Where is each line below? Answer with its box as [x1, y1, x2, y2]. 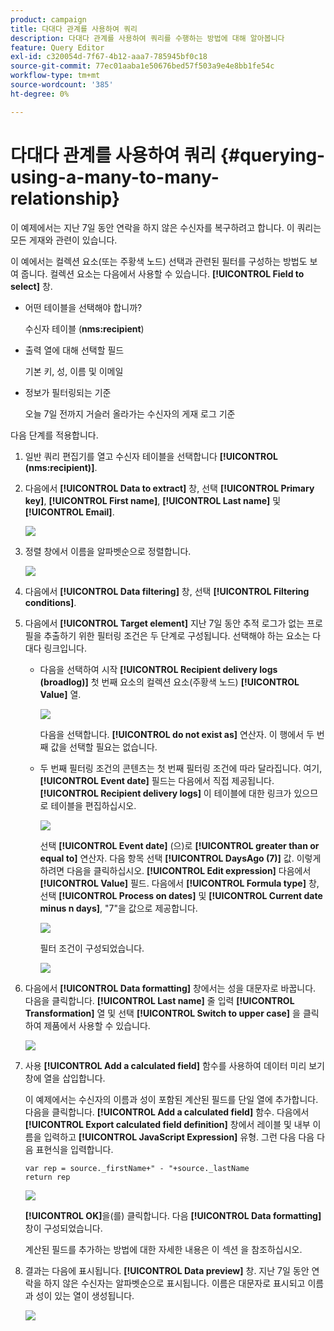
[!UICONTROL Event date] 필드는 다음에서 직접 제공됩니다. [39, 774, 275, 786]
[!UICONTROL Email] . [24, 506, 115, 518]
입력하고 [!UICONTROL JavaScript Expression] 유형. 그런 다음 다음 [43, 1131, 315, 1143]
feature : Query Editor [10, 42, 105, 53]
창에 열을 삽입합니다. [24, 1072, 106, 1084]
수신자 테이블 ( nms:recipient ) [24, 322, 145, 335]
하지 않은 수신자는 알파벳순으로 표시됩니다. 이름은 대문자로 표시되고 [43, 1277, 306, 1289]
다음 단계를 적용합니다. [10, 429, 99, 441]
